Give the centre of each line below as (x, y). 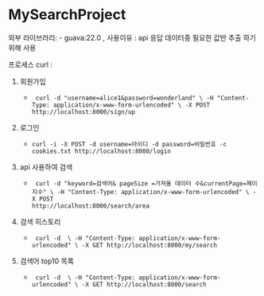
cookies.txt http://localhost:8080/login (101, 151)
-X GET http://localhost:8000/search (144, 284)
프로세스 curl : (31, 64)
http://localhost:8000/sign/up (83, 112)
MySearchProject (67, 15)
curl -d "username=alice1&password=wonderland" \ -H (124, 98)
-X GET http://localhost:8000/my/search (149, 245)
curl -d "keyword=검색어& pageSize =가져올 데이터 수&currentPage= (141, 183)
